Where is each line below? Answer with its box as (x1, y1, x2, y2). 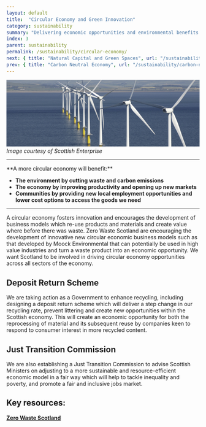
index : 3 (6, 36, 29, 42)
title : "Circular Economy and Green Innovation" (6, 16, 136, 23)
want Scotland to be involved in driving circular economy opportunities (6, 253, 185, 261)
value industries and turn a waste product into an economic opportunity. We (6, 247, 199, 254)
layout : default (6, 10, 48, 16)
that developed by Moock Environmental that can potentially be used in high (6, 240, 199, 248)
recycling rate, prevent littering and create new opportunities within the (6, 307, 186, 314)
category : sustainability (6, 23, 72, 29)
